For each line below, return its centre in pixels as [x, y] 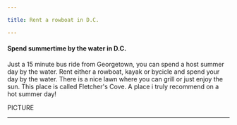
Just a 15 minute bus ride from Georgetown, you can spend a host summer [116, 64]
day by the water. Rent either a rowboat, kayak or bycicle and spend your [114, 72]
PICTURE [20, 107]
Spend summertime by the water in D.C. [67, 48]
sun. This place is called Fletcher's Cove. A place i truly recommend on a [113, 86]
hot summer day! [32, 94]
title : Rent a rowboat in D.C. [53, 20]
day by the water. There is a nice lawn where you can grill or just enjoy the [115, 79]
